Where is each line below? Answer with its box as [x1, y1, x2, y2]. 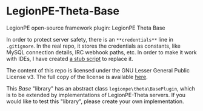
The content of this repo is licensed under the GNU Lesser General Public [6, 66, 190, 74]
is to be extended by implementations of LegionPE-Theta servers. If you [6, 91, 186, 98]
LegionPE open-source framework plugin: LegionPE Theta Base [6, 24, 165, 31]
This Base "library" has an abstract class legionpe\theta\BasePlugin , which [6, 84, 195, 92]
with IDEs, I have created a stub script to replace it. [6, 55, 133, 62]
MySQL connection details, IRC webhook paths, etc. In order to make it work [6, 48, 197, 55]
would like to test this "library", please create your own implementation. [6, 98, 184, 105]
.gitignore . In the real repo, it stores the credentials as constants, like [6, 42, 181, 49]
